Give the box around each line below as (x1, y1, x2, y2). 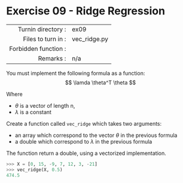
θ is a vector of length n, (14, 102, 75, 109)
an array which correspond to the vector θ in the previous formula (14, 132, 178, 139)
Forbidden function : (9, 44, 66, 53)
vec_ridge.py (71, 35, 109, 43)
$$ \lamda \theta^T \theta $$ (65, 79, 136, 86)
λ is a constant (14, 108, 52, 115)
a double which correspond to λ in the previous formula (14, 138, 152, 145)
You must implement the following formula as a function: (6, 69, 145, 77)
